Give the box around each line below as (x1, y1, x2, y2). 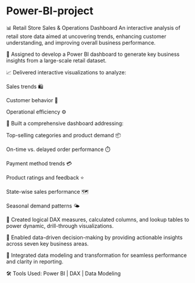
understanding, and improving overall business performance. (6, 39, 156, 46)
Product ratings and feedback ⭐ (6, 174, 84, 181)
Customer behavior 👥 (6, 96, 58, 103)
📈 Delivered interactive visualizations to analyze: (6, 68, 127, 76)
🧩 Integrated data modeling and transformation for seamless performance (6, 251, 187, 259)
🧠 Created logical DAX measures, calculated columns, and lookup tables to (6, 216, 190, 223)
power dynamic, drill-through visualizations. (6, 222, 114, 229)
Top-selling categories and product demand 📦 (6, 131, 121, 139)
